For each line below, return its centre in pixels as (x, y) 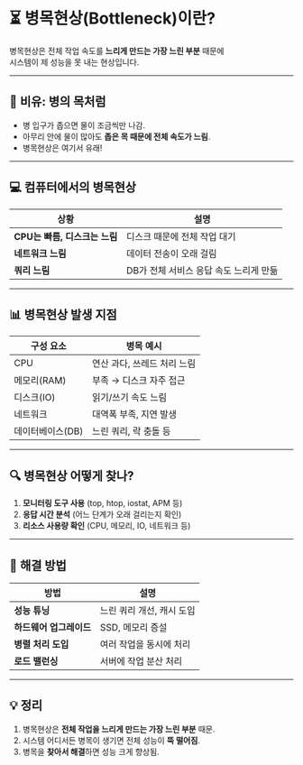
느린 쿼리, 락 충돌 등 (131, 431)
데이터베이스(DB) (49, 431)
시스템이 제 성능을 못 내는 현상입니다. (74, 62)
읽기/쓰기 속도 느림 (129, 398)
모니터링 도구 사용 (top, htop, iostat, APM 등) (102, 503)
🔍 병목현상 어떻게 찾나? (72, 476)
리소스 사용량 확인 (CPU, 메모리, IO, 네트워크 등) (106, 526)
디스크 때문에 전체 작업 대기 (181, 236)
